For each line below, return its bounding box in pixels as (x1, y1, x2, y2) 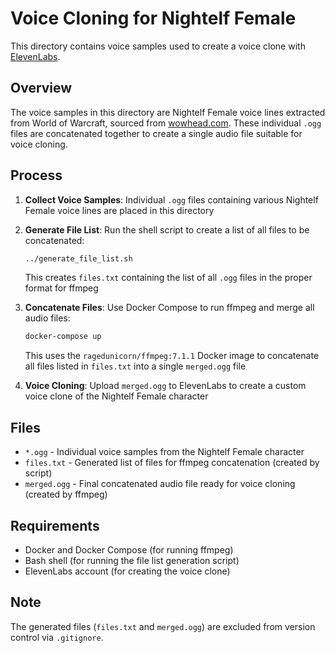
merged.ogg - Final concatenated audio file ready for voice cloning (24, 478, 296, 490)
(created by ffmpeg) (24, 488, 108, 501)
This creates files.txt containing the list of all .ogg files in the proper (24, 272, 313, 284)
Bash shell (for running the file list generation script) (24, 554, 240, 566)
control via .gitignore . (10, 631, 104, 643)
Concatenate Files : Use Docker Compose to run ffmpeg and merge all (24, 302, 315, 314)
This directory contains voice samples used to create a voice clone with (10, 40, 306, 52)
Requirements (10, 517, 100, 534)
